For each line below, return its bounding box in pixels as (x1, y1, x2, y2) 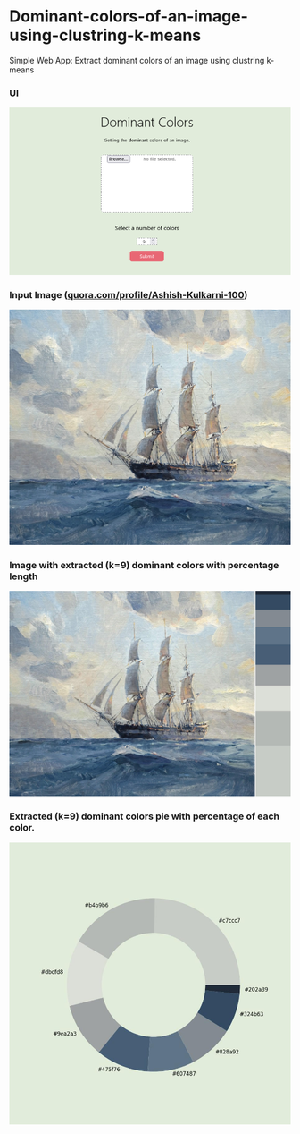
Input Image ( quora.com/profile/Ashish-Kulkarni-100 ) (9, 289, 248, 302)
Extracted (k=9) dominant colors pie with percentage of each (9, 810, 279, 823)
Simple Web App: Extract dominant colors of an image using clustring (9, 55, 265, 65)
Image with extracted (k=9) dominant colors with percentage (9, 558, 279, 571)
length (9, 570, 38, 583)
